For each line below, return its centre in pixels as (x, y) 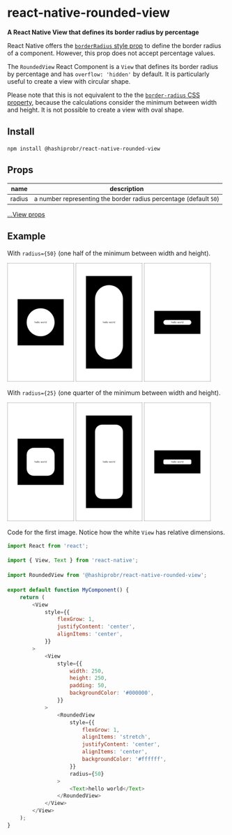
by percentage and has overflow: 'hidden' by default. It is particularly (109, 74)
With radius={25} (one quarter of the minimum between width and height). (114, 393)
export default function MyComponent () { (68, 590)
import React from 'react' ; (48, 546)
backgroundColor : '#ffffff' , (124, 759)
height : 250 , (88, 678)
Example (26, 236)
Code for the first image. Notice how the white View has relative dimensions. (116, 532)
